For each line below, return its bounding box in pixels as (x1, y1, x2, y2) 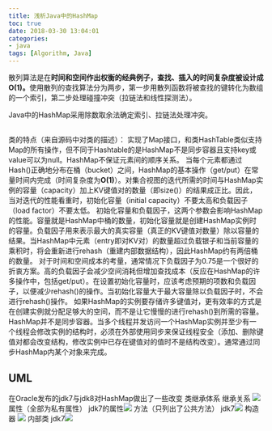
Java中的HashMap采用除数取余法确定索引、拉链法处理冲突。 (8, 110, 213, 120)
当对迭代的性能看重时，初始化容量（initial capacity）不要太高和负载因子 (8, 196, 249, 205)
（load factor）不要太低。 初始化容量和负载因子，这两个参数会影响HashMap (8, 205, 263, 215)
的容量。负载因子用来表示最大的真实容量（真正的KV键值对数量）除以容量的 (8, 226, 260, 235)
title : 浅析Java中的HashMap (8, 11, 99, 20)
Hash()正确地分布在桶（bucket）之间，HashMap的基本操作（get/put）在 (8, 165, 252, 175)
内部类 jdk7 (27, 414, 66, 424)
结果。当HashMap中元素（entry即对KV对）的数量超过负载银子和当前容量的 (8, 236, 259, 246)
